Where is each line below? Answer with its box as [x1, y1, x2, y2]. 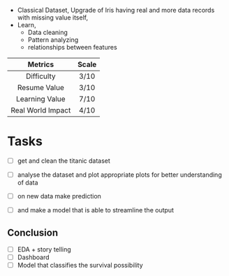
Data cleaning [27, 28, 68, 36]
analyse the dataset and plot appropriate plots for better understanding [17, 170, 222, 179]
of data [17, 178, 38, 187]
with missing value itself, [17, 13, 89, 22]
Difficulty [25, 71, 56, 81]
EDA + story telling [17, 245, 71, 254]
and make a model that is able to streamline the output [17, 206, 175, 215]
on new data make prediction [17, 192, 101, 201]
